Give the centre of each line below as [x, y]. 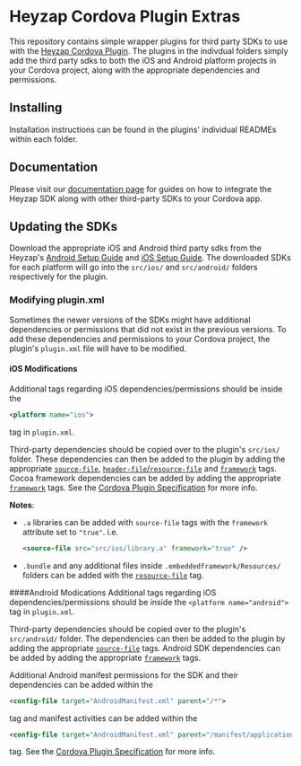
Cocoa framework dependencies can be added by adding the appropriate [145, 478]
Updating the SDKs [64, 226]
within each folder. [43, 139]
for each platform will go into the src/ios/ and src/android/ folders [133, 268]
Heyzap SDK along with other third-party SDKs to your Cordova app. [136, 198]
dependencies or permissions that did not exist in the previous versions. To [148, 329]
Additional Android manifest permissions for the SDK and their [124, 674]
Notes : [22, 505]
